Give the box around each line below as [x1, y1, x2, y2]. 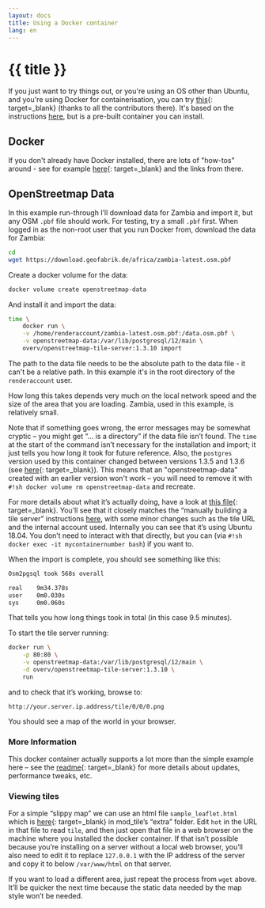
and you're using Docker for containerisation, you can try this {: [8, 95, 214, 104]
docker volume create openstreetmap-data [8, 286, 147, 293]
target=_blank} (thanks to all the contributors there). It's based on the [8, 104, 234, 113]
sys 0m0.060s [8, 599, 66, 607]
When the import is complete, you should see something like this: [8, 554, 221, 564]
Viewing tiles [8, 791, 59, 802]
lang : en [8, 26, 37, 34]
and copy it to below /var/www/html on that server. [8, 859, 172, 868]
